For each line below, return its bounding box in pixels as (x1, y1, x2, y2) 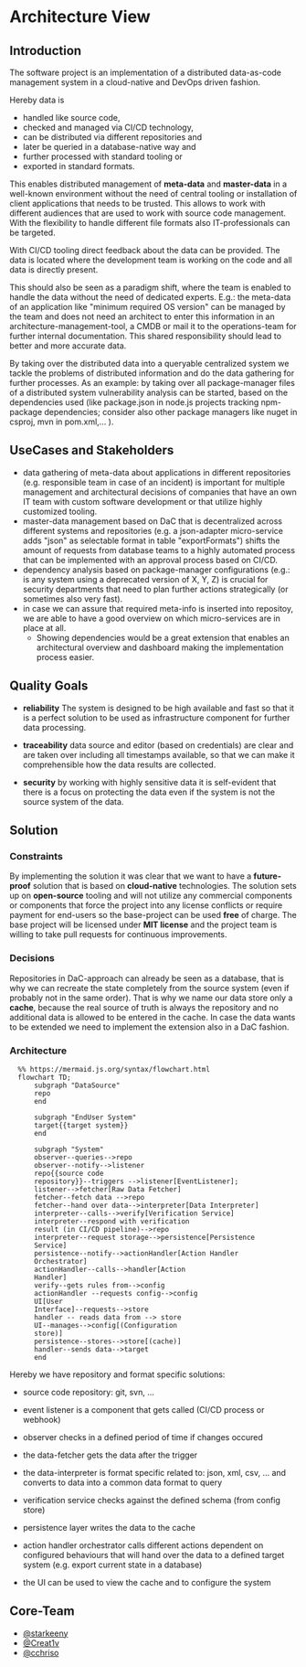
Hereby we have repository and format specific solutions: (9, 1369, 226, 1380)
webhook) (22, 1414, 61, 1425)
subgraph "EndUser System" (33, 1113, 137, 1122)
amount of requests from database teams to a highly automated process (22, 544, 295, 555)
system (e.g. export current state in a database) (22, 1559, 203, 1570)
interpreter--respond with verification (33, 1216, 190, 1226)
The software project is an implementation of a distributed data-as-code (9, 67, 281, 78)
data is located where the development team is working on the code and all (9, 254, 292, 265)
